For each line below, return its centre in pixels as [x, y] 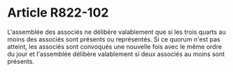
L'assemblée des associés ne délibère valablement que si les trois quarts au [116, 32]
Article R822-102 [58, 13]
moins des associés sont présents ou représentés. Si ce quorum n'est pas [114, 39]
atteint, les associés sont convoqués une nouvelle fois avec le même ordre [115, 46]
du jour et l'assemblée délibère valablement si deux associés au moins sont [116, 54]
